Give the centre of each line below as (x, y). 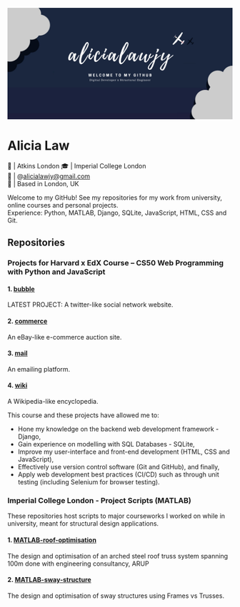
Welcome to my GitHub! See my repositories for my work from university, (115, 198)
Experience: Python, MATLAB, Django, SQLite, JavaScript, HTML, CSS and (117, 213)
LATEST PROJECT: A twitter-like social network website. (90, 305)
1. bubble (21, 289)
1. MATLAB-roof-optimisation (52, 540)
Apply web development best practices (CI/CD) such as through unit (118, 474)
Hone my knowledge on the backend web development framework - (118, 429)
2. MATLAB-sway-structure (49, 580)
